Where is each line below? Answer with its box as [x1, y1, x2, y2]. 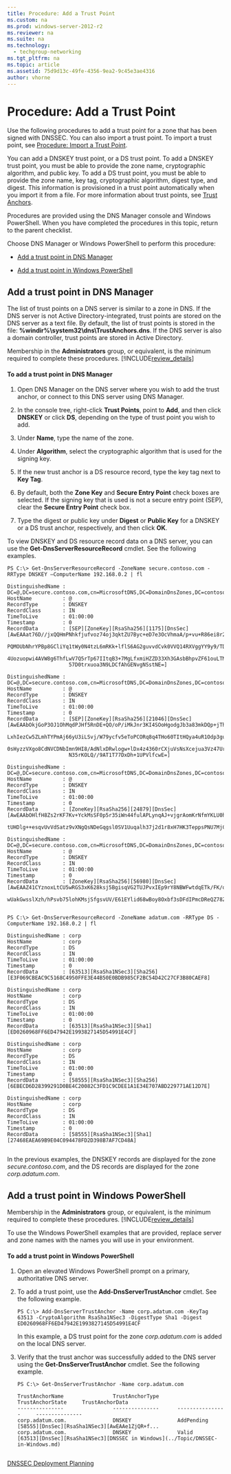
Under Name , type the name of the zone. [16, 434, 134, 442]
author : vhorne [7, 74, 51, 81]
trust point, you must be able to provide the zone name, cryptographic [7, 162, 206, 170]
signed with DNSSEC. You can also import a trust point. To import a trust [7, 133, 212, 142]
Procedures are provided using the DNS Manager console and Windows [7, 211, 211, 220]
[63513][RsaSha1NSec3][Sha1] [68, 1023, 153, 1029]
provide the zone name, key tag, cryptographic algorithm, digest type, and [7, 176, 218, 184]
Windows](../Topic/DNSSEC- [140, 1435, 218, 1442]
